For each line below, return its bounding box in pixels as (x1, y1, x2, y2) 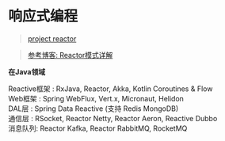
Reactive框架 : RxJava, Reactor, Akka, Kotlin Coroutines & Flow (8, 84, 213, 93)
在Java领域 (8, 67, 46, 76)
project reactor (27, 33, 77, 44)
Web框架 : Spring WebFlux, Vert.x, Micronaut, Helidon (8, 93, 185, 103)
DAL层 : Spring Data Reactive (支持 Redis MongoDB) (8, 104, 179, 113)
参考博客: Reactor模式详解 (27, 50, 113, 59)
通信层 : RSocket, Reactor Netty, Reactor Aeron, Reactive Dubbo (8, 113, 218, 123)
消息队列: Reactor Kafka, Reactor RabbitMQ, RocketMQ (8, 124, 188, 133)
